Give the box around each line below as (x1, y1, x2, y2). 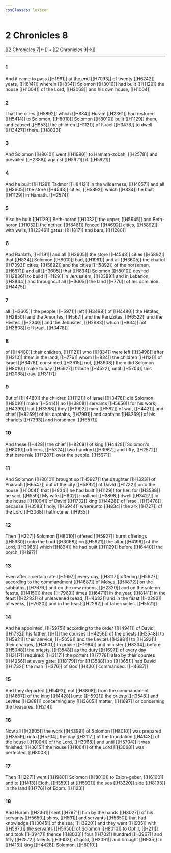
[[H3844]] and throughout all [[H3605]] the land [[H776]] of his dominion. (5, 279, 160, 285)
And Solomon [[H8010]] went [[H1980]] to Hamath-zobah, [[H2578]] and (5, 151, 158, 157)
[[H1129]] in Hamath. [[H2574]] (5, 192, 70, 198)
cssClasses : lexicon (5, 7, 49, 13)
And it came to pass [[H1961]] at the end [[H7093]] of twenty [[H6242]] (5, 75, 155, 82)
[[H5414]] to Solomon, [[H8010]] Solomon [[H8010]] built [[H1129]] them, (5, 116, 158, 123)
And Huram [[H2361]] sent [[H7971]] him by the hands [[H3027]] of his (5, 809, 154, 815)
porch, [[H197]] (5, 549, 37, 555)
